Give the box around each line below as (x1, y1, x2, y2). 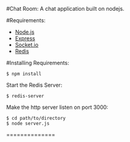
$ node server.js (6, 120, 50, 126)
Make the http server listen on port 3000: (6, 103, 108, 111)
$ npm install (6, 71, 42, 77)
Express (14, 35, 36, 42)
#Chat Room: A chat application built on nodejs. (6, 5, 125, 12)
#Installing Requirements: (6, 60, 69, 66)
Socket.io (14, 42, 39, 48)
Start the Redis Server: (6, 81, 63, 88)
